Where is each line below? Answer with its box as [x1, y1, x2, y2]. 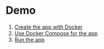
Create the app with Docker [14, 23, 83, 30]
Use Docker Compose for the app [14, 29, 98, 36]
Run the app [14, 36, 45, 43]
